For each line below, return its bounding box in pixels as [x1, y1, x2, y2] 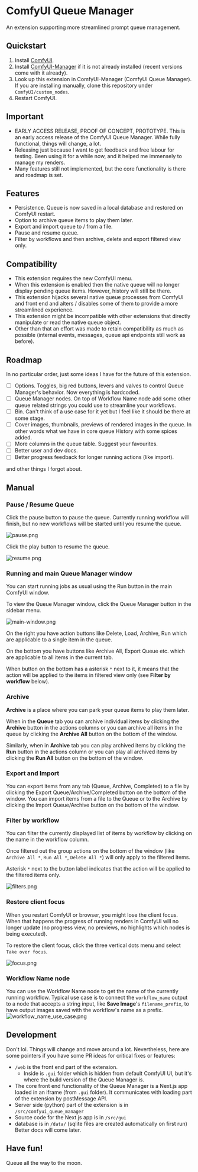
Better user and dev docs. [14, 447, 78, 454]
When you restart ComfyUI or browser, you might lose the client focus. [6, 911, 178, 919]
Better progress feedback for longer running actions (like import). [14, 454, 174, 461]
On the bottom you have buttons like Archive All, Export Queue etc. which [6, 647, 185, 655]
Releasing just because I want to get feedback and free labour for [14, 146, 174, 153]
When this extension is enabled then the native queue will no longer [14, 281, 180, 288]
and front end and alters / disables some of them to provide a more [14, 300, 178, 307]
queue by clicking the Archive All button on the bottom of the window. [6, 730, 177, 737]
